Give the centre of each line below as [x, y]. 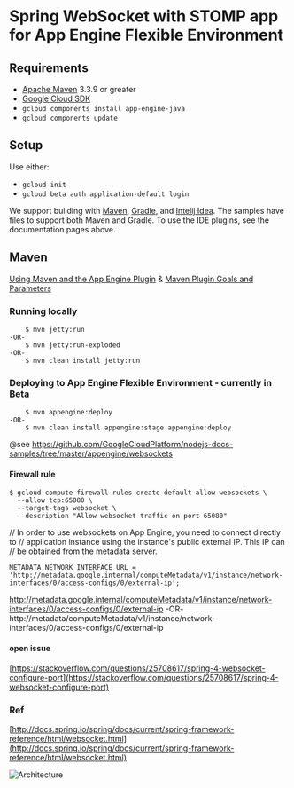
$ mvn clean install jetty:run [83, 360]
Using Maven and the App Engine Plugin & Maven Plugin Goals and [132, 279]
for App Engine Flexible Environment [147, 35]
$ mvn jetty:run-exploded [73, 345]
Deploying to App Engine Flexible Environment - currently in [141, 382]
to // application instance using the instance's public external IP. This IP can [147, 542]
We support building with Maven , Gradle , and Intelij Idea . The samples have [147, 210]
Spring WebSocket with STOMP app [144, 16]
